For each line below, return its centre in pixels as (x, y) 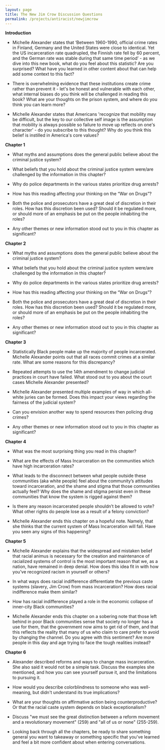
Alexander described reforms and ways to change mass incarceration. (84, 662)
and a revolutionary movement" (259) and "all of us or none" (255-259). (85, 722)
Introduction (18, 33)
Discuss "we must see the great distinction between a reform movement (86, 717)
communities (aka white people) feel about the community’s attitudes (82, 481)
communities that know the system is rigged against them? (72, 497)
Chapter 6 (16, 652)
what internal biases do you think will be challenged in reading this (80, 94)
